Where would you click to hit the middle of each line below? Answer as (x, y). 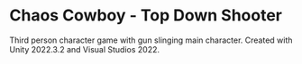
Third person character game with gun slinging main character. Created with (151, 40)
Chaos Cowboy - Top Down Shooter (146, 16)
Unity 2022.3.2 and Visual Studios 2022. (85, 49)
